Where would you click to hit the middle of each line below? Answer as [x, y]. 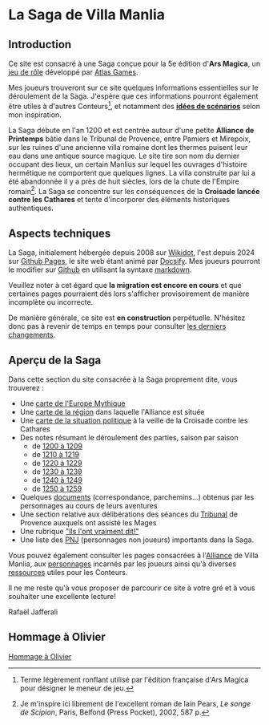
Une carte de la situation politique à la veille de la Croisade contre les [134, 420]
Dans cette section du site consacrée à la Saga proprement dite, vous [123, 379]
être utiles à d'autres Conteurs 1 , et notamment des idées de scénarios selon [134, 105]
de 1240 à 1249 [57, 480]
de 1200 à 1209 [57, 446]
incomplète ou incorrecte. [51, 302]
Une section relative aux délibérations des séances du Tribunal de [129, 514]
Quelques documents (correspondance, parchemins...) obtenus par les [137, 497]
